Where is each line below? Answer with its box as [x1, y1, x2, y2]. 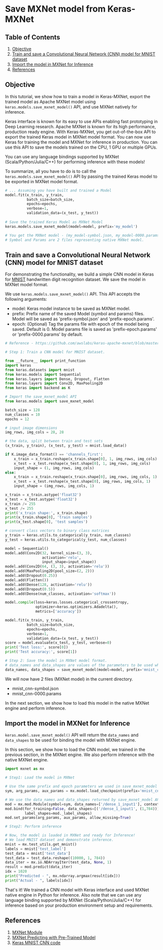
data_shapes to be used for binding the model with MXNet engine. [5, 737, 136, 743]
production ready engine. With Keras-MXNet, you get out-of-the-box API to [5, 129, 156, 135]
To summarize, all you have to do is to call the [5, 168, 97, 174]
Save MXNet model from [5, 3, 106, 15]
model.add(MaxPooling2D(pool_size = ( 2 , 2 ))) [5, 569, 95, 574]
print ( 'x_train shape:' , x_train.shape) [5, 510, 88, 516]
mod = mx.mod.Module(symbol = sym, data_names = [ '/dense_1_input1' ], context [5, 802, 160, 807]
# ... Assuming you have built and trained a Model [5, 188, 112, 193]
